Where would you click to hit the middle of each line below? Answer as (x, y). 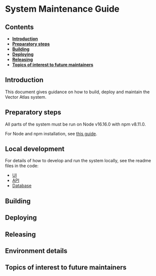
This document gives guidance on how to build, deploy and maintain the (78, 92)
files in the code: (22, 166)
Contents (19, 27)
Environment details (36, 251)
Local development (35, 149)
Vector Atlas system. (26, 97)
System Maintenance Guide (62, 9)
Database (22, 186)
